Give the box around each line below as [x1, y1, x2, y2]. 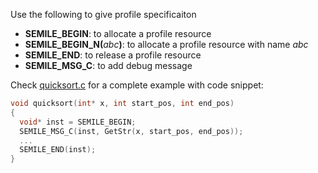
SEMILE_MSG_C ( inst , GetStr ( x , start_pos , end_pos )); [19, 126, 244, 136]
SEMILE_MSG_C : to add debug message [24, 60, 193, 71]
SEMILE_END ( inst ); [19, 145, 97, 155]
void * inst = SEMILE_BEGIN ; [19, 117, 137, 127]
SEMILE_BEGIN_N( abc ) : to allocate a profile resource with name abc [24, 39, 309, 50]
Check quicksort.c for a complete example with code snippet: [10, 79, 264, 91]
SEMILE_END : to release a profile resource [24, 49, 202, 61]
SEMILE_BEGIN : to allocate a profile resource [24, 28, 212, 39]
